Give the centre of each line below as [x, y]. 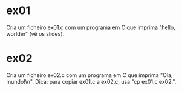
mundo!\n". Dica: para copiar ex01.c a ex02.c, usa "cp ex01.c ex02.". [91, 81]
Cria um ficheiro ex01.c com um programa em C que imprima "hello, [91, 27]
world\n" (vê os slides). [35, 33]
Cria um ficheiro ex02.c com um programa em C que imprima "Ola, [89, 75]
